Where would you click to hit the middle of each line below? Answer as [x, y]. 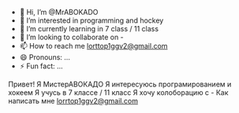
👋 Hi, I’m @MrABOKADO [59, 12]
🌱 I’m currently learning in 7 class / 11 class [89, 29]
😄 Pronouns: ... [45, 57]
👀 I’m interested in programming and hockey [91, 20]
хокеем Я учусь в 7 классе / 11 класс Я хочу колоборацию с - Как [118, 93]
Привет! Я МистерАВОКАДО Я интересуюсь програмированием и [120, 84]
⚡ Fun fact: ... [41, 66]
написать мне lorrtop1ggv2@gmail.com [73, 101]
